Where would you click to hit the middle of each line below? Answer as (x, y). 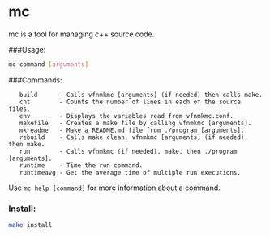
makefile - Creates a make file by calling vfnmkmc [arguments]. (135, 123)
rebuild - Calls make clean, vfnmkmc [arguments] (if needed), (134, 137)
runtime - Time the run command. (81, 165)
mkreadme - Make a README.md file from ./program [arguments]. (132, 130)
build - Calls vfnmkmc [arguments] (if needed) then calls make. (141, 95)
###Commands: (35, 80)
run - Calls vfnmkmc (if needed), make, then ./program (128, 151)
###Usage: (27, 49)
